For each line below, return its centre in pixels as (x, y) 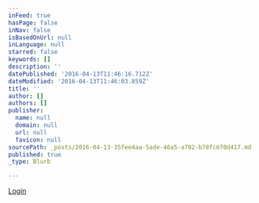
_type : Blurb (30, 162)
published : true (35, 154)
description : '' (35, 67)
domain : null (37, 125)
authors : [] (28, 103)
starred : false (33, 52)
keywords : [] (30, 60)
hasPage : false (33, 23)
